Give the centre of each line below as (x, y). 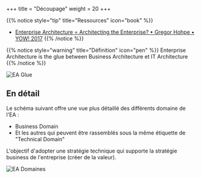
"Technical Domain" (40, 139)
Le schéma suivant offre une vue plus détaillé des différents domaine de (96, 108)
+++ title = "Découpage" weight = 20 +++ (59, 9)
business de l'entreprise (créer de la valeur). (61, 157)
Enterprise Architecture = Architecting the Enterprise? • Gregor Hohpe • (105, 32)
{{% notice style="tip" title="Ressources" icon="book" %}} (80, 20)
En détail (23, 94)
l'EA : (13, 115)
